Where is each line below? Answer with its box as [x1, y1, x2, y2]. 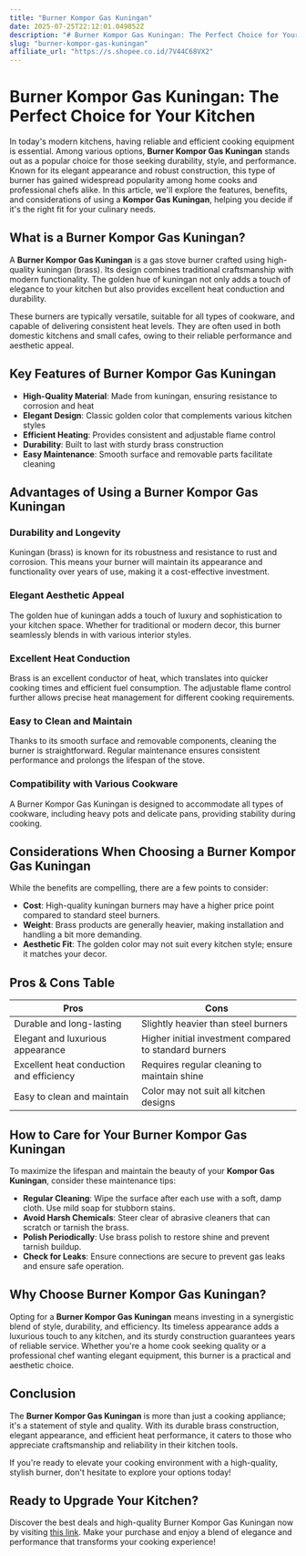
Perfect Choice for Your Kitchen [9, 106, 256, 127]
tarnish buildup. [22, 1242, 82, 1252]
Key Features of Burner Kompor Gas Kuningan [9, 366, 277, 382]
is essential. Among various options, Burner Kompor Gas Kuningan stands [9, 146, 291, 157]
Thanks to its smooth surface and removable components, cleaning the [9, 736, 277, 747]
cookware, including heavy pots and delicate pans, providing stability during [9, 808, 296, 819]
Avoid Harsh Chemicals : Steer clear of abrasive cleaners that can [22, 1212, 270, 1222]
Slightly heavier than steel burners [140, 1017, 289, 1030]
